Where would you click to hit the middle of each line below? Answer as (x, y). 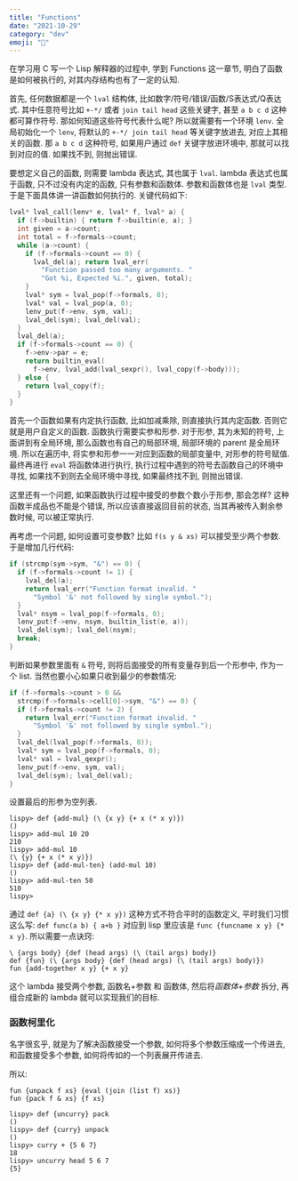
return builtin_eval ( (65, 361)
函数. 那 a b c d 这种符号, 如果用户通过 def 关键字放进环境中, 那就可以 (153, 143)
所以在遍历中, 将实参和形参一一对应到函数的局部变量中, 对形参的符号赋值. (155, 454)
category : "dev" (39, 34)
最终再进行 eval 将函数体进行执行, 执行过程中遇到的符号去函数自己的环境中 (146, 465)
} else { (33, 378)
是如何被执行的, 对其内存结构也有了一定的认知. (95, 80)
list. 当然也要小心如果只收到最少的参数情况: (98, 676)
